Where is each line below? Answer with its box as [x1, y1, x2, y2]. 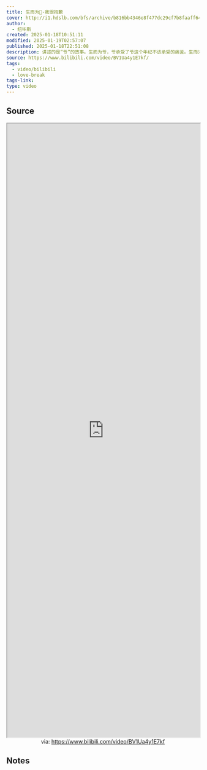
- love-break [12, 72, 45, 78]
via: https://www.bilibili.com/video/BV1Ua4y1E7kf [40, 737, 165, 745]
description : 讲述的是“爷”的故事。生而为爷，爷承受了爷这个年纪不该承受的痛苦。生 [6, 49, 194, 55]
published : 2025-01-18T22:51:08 [6, 44, 89, 50]
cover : [6, 15, 23, 21]
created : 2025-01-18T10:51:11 [6, 32, 84, 38]
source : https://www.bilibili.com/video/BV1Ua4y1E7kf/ [6, 55, 149, 61]
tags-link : [6, 77, 34, 84]
